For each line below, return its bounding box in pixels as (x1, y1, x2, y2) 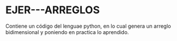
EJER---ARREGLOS (5, 3, 100, 17)
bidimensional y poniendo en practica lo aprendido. (5, 28, 129, 35)
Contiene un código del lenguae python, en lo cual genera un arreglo (5, 23, 171, 29)
